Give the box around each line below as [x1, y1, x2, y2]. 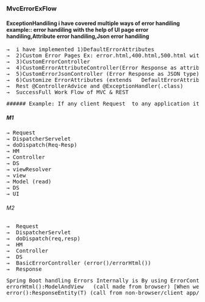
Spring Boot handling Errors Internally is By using [6, 277, 168, 284]
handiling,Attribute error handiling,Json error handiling [6, 32, 149, 40]
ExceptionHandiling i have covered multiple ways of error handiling [6, 20, 180, 27]
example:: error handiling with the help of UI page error [6, 26, 149, 33]
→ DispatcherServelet [6, 136, 71, 142]
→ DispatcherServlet [6, 229, 71, 236]
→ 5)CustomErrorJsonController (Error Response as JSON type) [6, 70, 200, 78]
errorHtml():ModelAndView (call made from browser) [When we [6, 283, 200, 290]
